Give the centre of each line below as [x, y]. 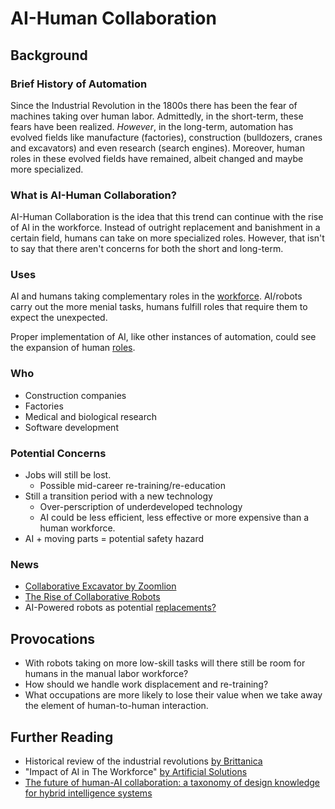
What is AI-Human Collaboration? [93, 195]
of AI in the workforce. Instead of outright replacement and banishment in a [165, 228]
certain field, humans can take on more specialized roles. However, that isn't [167, 238]
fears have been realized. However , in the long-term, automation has [152, 126]
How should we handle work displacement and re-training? [146, 684]
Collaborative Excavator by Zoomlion [100, 586]
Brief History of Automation [79, 84]
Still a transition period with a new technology [118, 496]
